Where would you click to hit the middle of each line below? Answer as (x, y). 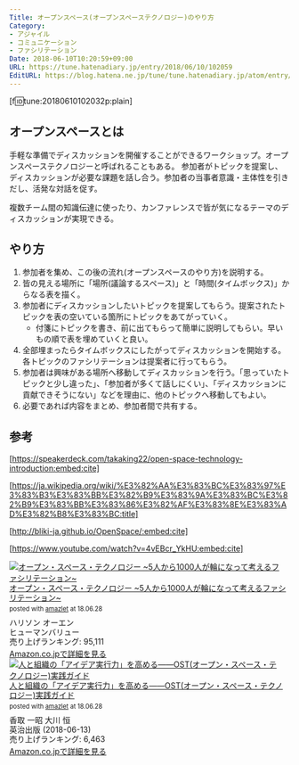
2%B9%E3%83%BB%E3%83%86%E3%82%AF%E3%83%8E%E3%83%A (148, 505)
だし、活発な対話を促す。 (56, 188)
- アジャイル (30, 34)
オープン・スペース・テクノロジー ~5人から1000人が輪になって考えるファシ (148, 588)
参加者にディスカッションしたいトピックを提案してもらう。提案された (150, 306)
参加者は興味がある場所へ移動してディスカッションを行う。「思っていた (152, 373)
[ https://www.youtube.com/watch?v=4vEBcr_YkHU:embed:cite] (126, 548)
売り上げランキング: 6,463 (57, 739)
